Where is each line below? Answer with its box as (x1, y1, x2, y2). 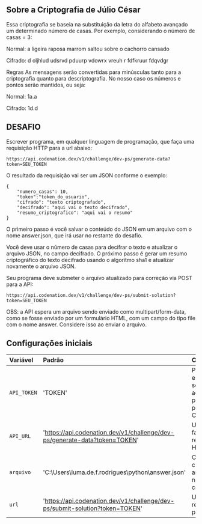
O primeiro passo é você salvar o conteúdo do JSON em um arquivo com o (6, 225, 192, 233)
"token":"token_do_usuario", (17, 193, 90, 200)
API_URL (9, 433, 31, 440)
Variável (9, 356, 34, 364)
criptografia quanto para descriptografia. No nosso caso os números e (6, 75, 182, 82)
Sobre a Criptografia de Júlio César (6, 5, 141, 15)
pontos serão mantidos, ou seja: (6, 81, 86, 88)
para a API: (6, 281, 34, 288)
